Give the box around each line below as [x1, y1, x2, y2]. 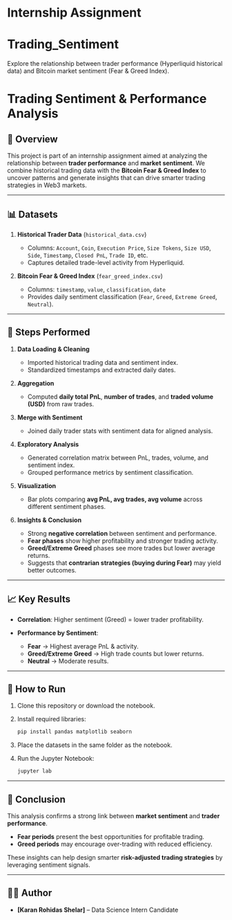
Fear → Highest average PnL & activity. [27, 642, 139, 650]
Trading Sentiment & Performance [7, 91, 207, 107]
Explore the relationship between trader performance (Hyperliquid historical [7, 60, 223, 68]
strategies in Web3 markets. [7, 181, 88, 190]
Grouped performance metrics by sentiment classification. [27, 468, 194, 476]
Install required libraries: [17, 715, 86, 723]
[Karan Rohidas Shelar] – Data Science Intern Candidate [17, 905, 179, 914]
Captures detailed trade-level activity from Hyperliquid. [27, 258, 185, 267]
